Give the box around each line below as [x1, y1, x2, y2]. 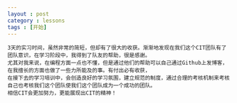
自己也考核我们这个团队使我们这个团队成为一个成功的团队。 [7, 82, 156, 90]
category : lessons [7, 17, 65, 24]
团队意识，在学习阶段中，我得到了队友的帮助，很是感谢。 [7, 52, 151, 59]
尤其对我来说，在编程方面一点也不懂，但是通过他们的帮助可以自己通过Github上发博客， [7, 60, 228, 67]
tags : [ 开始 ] [7, 23, 48, 31]
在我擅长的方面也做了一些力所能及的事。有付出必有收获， [7, 67, 151, 75]
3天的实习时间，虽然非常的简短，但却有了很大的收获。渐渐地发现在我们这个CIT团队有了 [7, 44, 227, 52]
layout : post [7, 10, 50, 18]
